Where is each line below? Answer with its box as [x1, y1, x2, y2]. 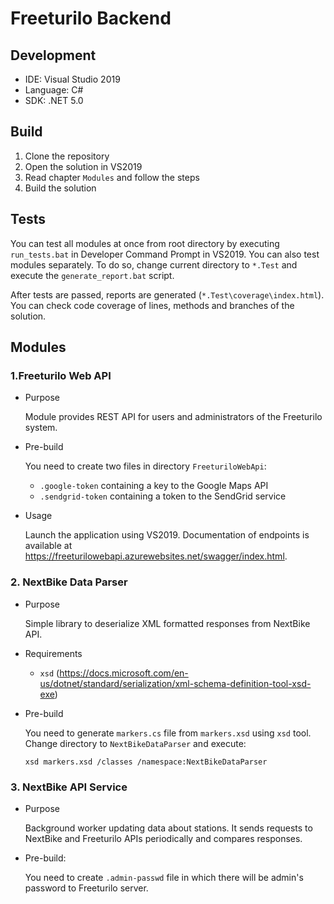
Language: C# [24, 84, 84, 96]
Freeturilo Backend [10, 7, 172, 30]
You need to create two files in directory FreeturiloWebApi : [24, 460, 267, 472]
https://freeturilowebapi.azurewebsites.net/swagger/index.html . [24, 550, 288, 562]
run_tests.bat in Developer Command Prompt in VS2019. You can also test [10, 248, 320, 260]
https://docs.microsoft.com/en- [59, 667, 189, 679]
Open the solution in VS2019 [24, 160, 143, 172]
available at [24, 540, 73, 552]
